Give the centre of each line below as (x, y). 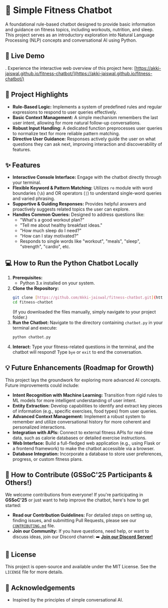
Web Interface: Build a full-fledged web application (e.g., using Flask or (86, 443)
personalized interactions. (39, 427)
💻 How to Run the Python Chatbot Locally (72, 263)
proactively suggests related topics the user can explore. (71, 209)
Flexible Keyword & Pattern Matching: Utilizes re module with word (82, 188)
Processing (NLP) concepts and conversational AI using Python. (71, 40)
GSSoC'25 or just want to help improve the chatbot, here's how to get (77, 500)
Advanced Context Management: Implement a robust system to (79, 416)
